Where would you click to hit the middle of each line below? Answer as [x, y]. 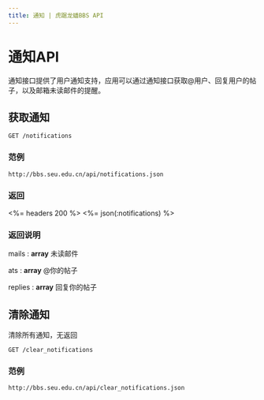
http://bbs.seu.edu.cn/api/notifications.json [86, 174]
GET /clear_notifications [50, 350]
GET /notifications [40, 136]
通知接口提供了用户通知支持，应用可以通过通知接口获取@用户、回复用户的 [129, 80]
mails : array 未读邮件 [43, 254]
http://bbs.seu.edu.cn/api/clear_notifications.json [97, 388]
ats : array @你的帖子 [43, 271]
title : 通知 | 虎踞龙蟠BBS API [56, 15]
